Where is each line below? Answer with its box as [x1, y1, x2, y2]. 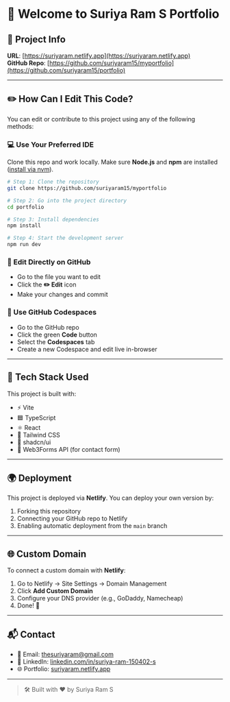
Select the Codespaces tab [16, 337, 95, 346]
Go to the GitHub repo [16, 323, 80, 331]
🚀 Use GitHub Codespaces [7, 308, 97, 317]
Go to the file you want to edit [16, 273, 101, 281]
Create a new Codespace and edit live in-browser [16, 345, 157, 353]
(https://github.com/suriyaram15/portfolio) [7, 66, 126, 74]
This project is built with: [7, 389, 77, 398]
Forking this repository [16, 507, 81, 516]
